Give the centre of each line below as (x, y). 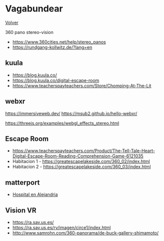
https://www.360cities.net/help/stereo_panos (59, 42)
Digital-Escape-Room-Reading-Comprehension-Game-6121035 (78, 156)
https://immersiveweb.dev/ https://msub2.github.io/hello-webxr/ (71, 113)
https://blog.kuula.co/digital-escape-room (56, 80)
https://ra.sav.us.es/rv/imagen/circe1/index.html (61, 227)
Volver (12, 22)
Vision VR (21, 210)
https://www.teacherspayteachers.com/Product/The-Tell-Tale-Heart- (83, 151)
